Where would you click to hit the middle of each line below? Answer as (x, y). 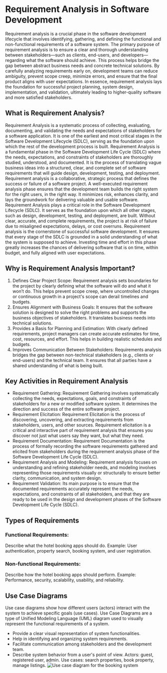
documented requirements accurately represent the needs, (73, 489)
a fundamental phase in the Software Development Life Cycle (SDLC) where (83, 151)
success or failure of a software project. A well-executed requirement (77, 183)
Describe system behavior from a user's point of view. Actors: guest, (83, 655)
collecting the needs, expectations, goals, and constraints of (75, 398)
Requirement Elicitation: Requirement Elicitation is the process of (79, 414)
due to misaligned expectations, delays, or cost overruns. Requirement (78, 226)
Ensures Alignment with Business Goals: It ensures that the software (83, 307)
